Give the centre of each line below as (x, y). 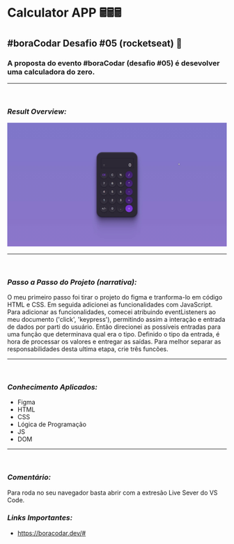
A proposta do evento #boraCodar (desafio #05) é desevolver (114, 63)
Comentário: (29, 477)
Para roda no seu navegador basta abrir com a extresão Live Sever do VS (112, 492)
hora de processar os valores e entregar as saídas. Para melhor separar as (114, 341)
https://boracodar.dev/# (52, 533)
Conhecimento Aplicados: (53, 387)
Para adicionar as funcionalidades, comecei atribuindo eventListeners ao (112, 312)
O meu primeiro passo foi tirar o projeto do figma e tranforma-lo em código (115, 297)
